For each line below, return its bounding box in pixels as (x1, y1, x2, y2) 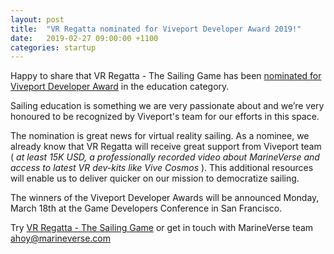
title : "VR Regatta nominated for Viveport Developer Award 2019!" (10, 24, 302, 34)
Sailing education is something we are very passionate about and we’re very (10, 100, 325, 112)
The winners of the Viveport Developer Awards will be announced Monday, (10, 192, 320, 204)
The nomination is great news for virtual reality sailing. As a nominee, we (10, 130, 310, 142)
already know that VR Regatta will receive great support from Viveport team (10, 141, 322, 153)
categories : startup (10, 42, 97, 53)
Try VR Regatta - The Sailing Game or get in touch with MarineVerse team (10, 222, 314, 234)
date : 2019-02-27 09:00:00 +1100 (10, 33, 159, 43)
